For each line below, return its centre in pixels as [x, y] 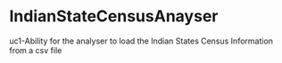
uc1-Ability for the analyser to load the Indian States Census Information [141, 41]
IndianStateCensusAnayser [114, 16]
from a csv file [36, 50]
